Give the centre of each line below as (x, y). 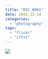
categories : (17, 19)
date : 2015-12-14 (23, 14)
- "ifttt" (20, 38)
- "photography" (26, 24)
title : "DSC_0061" (24, 10)
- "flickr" (21, 33)
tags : (11, 28)
